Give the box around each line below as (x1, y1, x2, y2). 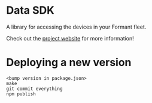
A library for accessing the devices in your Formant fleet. (6, 23, 147, 30)
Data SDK (6, 4, 55, 17)
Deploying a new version (6, 56, 132, 69)
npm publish (6, 90, 36, 97)
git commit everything (6, 86, 63, 92)
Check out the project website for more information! (6, 35, 135, 42)
